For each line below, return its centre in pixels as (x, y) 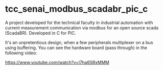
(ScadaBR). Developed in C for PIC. (41, 33)
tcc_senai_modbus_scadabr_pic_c (77, 9)
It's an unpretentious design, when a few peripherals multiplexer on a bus (79, 42)
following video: (21, 53)
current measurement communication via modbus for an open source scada (82, 27)
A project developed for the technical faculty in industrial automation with (79, 23)
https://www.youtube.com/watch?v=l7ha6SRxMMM (57, 62)
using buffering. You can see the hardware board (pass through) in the (76, 47)
